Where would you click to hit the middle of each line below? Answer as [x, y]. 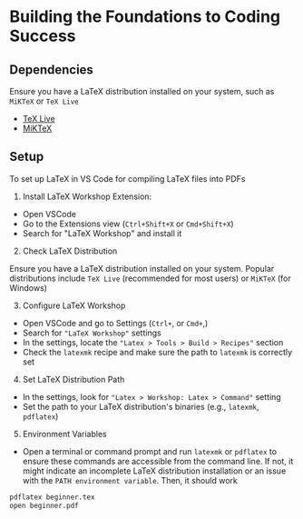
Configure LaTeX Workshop [74, 305]
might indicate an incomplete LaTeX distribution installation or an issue [154, 471]
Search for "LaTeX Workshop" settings [92, 333]
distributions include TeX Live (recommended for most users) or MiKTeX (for [151, 278]
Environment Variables [64, 434]
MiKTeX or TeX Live [44, 101]
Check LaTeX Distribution [70, 251]
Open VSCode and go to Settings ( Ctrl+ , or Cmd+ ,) [115, 323]
